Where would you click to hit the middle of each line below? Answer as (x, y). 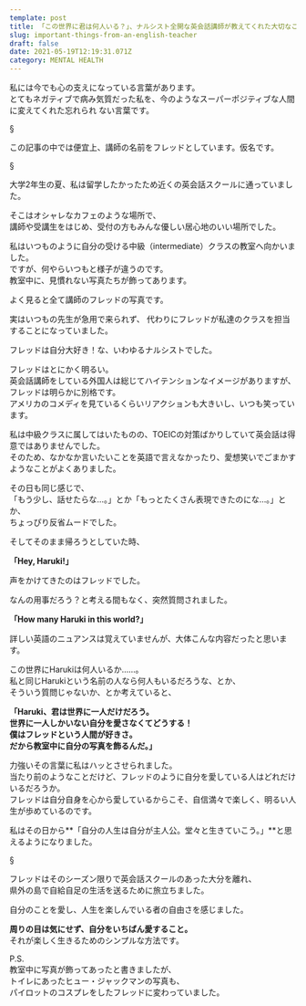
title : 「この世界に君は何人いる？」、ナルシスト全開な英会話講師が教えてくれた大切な (151, 26)
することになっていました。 (61, 330)
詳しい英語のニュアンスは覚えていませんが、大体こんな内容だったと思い (144, 639)
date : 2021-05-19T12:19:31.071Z (71, 52)
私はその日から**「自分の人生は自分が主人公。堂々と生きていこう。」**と (147, 830)
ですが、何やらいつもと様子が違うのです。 (89, 269)
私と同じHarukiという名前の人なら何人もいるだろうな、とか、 (125, 681)
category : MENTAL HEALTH (56, 60)
